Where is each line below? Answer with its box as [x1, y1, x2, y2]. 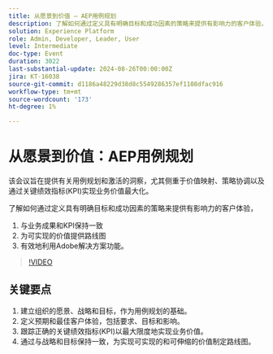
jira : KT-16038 [8, 72, 60, 81]
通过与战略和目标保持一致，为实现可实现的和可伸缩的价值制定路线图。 [19, 336, 256, 346]
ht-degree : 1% [8, 103, 57, 111]
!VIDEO [28, 257, 53, 267]
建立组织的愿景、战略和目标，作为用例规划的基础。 [19, 306, 192, 316]
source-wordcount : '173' [8, 95, 93, 103]
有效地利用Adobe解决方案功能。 [19, 241, 128, 251]
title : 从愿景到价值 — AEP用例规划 [8, 11, 116, 20]
